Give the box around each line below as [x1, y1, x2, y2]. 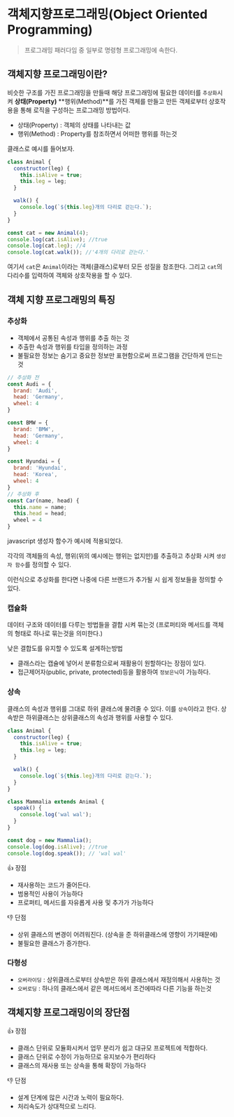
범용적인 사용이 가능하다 [17, 889, 84, 898]
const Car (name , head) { [7, 497, 80, 504]
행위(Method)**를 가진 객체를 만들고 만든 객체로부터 [64, 97, 207, 105]
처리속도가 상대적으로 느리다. [17, 1102, 96, 1110]
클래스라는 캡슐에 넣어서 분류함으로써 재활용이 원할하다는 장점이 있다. [17, 659, 206, 668]
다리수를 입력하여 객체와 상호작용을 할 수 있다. [7, 271, 133, 280]
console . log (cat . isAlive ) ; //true [7, 236, 108, 243]
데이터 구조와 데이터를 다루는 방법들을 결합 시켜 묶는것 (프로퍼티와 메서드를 [7, 621, 211, 629]
